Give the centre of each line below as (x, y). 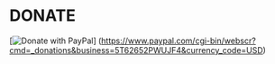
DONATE (43, 16)
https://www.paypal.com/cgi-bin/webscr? (179, 41)
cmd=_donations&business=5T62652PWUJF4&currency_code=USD (136, 50)
